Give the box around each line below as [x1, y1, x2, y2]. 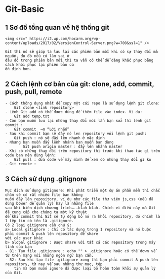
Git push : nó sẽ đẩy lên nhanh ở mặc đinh [14, 135, 105, 140]
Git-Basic [5, 3, 44, 15]
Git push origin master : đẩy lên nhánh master [23, 144, 123, 149]
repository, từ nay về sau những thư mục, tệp [5, 261, 103, 267]
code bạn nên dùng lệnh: [5, 152, 56, 158]
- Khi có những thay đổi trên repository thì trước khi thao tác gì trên [5, 148, 161, 153]
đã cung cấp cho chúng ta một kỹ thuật [5, 209, 87, 215]
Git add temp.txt [14, 114, 50, 119]
